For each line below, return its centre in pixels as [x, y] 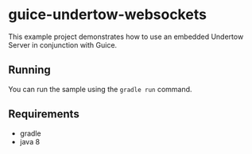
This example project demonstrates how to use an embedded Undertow [126, 37]
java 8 [30, 141]
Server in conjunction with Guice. [63, 44]
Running [30, 70]
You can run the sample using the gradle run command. [100, 89]
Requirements [44, 114]
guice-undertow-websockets [107, 15]
